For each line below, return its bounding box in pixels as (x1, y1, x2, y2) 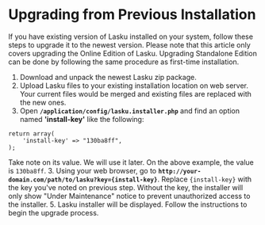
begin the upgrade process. (8, 208, 99, 217)
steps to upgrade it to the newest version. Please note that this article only (8, 40, 252, 49)
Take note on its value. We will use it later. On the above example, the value (8, 157, 254, 167)
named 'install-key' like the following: (19, 114, 144, 124)
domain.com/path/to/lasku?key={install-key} (8, 176, 158, 184)
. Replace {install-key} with (157, 174, 252, 184)
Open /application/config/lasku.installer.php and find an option (19, 105, 240, 116)
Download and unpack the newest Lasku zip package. (19, 72, 197, 82)
